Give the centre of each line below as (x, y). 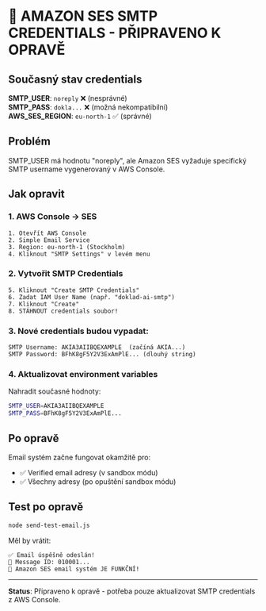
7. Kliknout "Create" (44, 304)
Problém (30, 142)
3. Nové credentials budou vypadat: (78, 331)
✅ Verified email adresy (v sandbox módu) (89, 472)
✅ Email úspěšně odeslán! (51, 555)
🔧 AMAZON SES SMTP (83, 16)
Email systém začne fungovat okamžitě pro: (80, 457)
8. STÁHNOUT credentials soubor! (63, 311)
